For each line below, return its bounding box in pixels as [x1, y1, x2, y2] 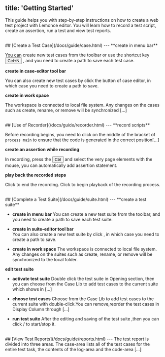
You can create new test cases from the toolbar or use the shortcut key [5, 52, 150, 58]
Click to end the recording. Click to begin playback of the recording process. [5, 181, 161, 187]
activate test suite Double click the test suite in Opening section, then [12, 276, 155, 281]
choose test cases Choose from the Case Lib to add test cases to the [12, 296, 154, 302]
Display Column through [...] [12, 306, 70, 312]
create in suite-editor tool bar [12, 226, 74, 232]
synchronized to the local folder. [12, 256, 78, 262]
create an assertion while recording [5, 146, 80, 152]
